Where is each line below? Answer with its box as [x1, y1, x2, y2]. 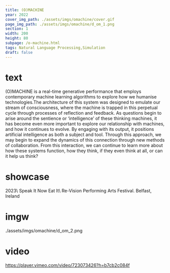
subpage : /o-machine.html [5, 41, 60, 46]
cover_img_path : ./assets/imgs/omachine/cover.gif [5, 17, 115, 22]
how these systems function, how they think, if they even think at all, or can [5, 148, 163, 154]
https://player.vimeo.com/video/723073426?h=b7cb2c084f [5, 262, 130, 268]
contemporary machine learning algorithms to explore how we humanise [5, 94, 157, 100]
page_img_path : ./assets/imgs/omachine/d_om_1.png [5, 21, 115, 27]
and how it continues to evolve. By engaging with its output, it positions [5, 126, 154, 132]
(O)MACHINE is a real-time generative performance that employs [5, 88, 142, 94]
